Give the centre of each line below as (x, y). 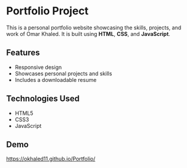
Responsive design (38, 67)
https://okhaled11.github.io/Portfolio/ (51, 159)
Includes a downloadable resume (56, 80)
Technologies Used (43, 99)
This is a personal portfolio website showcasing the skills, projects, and (94, 28)
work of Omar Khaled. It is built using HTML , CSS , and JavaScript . (88, 33)
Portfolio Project (47, 11)
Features (23, 53)
